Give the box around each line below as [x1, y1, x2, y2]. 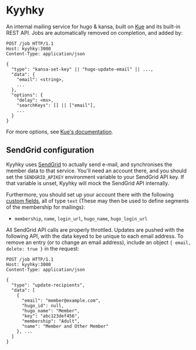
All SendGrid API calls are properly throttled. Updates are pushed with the [6, 226, 184, 233]
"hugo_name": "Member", [21, 308, 80, 314]
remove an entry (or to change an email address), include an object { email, [6, 239, 191, 246]
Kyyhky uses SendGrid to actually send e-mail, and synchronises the [6, 161, 173, 168]
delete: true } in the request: [6, 245, 79, 252]
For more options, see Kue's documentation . [6, 128, 113, 135]
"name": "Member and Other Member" [21, 323, 109, 329]
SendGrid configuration [6, 145, 94, 155]
